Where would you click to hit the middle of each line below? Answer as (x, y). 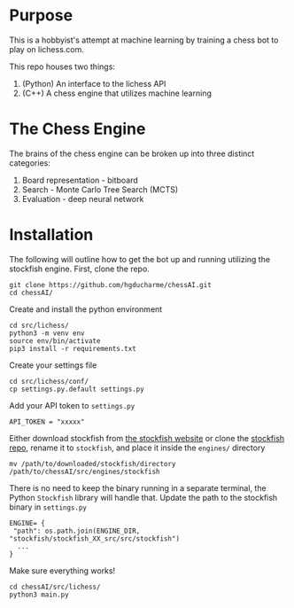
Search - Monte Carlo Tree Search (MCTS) (100, 189)
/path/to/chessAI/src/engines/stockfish (85, 472)
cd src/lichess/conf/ (49, 381)
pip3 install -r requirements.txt (73, 348)
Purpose (41, 16)
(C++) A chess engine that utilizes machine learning (117, 93)
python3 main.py (39, 595)
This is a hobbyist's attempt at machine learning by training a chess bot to (144, 40)
